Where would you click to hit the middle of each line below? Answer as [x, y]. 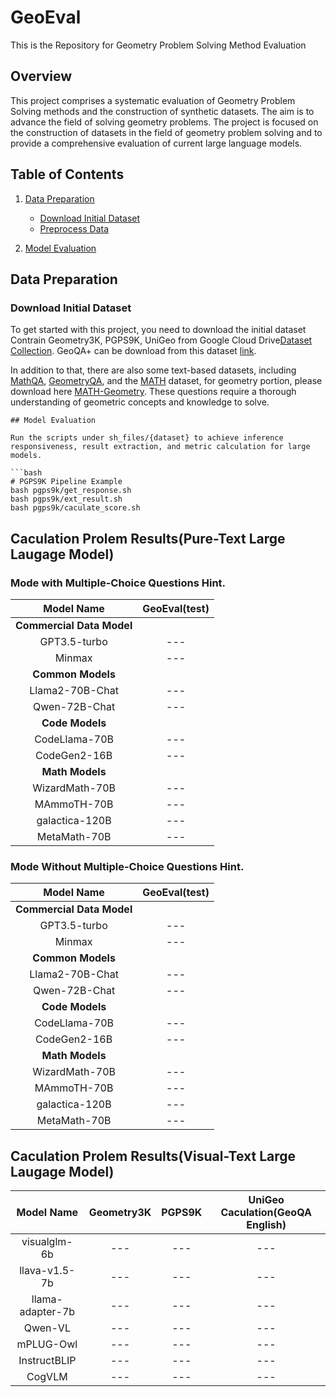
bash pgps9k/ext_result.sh [66, 499]
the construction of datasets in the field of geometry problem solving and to [166, 132]
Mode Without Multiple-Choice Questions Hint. [127, 866]
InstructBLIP [47, 1361]
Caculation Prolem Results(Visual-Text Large [153, 1156]
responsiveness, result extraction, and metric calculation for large [160, 447]
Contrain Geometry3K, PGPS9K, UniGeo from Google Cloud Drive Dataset [161, 340]
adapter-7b [47, 1312]
